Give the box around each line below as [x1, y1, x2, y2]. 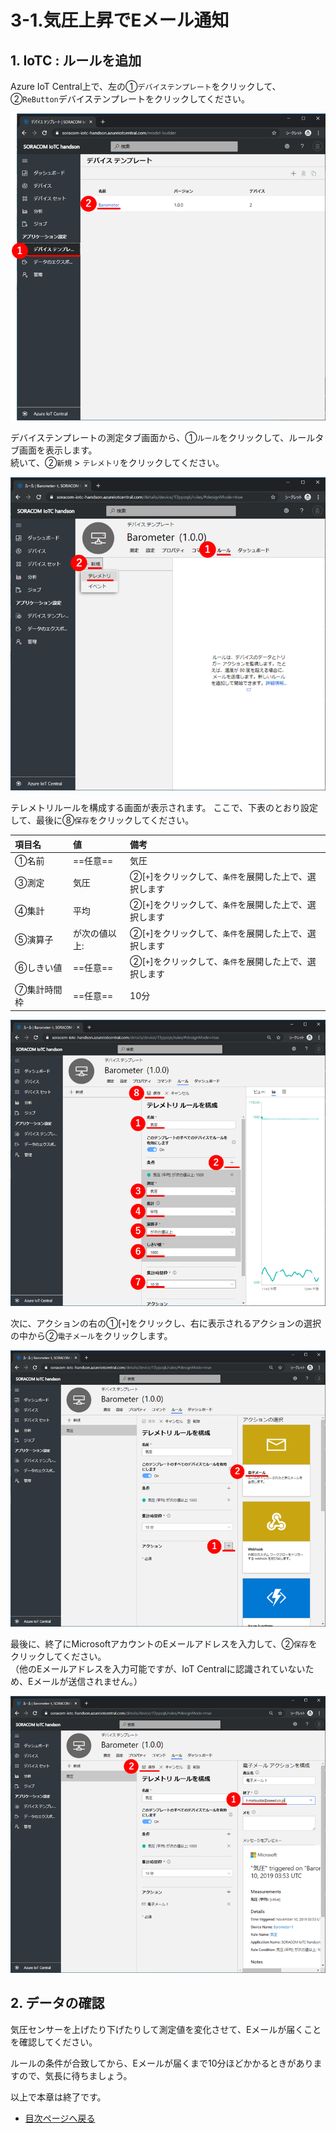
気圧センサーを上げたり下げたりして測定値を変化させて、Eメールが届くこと [10, 2023, 322, 2035]
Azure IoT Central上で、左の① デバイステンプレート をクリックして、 [10, 81, 282, 92]
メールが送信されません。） [33, 1676, 143, 1688]
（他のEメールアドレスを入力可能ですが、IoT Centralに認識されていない [10, 1663, 306, 1675]
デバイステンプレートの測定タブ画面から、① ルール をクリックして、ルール [10, 432, 316, 444]
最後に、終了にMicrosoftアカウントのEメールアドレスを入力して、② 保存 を [10, 1638, 318, 1650]
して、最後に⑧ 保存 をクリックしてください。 [10, 814, 195, 826]
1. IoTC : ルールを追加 [10, 52, 142, 69]
